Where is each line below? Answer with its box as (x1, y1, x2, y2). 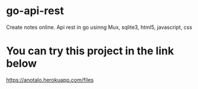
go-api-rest (6, 4, 64, 18)
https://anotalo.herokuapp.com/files (6, 76, 94, 83)
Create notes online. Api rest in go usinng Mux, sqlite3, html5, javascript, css (6, 24, 193, 31)
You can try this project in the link (6, 44, 174, 58)
